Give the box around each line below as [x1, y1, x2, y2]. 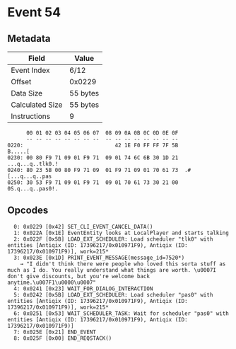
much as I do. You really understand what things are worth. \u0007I [7, 266, 217, 273]
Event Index [11, 65, 50, 75]
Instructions [11, 111, 51, 121]
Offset [11, 77, 32, 86]
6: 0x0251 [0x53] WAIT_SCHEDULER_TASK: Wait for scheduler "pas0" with [13, 309, 230, 317]
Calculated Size [11, 100, 63, 110]
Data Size [11, 88, 43, 98]
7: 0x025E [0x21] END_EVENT [13, 328, 97, 336]
